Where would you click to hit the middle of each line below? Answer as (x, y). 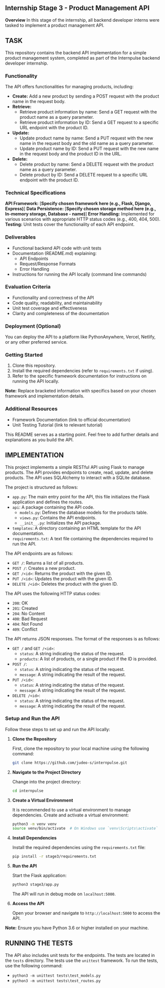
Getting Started (24, 355)
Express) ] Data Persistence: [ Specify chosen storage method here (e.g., (81, 209)
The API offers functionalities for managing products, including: (69, 86)
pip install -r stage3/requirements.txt (54, 857)
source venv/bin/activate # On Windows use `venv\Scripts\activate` (85, 829)
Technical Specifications (35, 193)
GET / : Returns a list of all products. (48, 563)
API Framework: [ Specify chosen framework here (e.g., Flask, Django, (78, 204)
